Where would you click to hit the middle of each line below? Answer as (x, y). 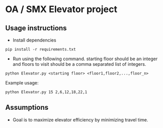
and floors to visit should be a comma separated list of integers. (79, 64)
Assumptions (27, 108)
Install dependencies (35, 40)
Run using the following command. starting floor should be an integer (85, 59)
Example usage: (22, 83)
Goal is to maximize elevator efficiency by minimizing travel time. (80, 119)
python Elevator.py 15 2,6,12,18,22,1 (46, 92)
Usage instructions (36, 28)
